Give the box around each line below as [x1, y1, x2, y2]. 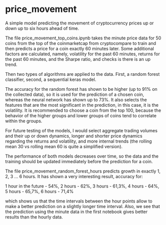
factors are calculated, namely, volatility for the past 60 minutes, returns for [5, 51, 161, 57]
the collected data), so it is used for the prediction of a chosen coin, [5, 91, 145, 97]
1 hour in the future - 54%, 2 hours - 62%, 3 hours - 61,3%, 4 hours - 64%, [5, 183, 160, 189]
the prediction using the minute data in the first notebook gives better [5, 209, 148, 215]
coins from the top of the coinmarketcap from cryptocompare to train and [5, 40, 156, 46]
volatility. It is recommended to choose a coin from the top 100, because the [5, 107, 161, 113]
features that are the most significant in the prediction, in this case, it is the [5, 102, 159, 108]
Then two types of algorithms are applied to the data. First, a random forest [5, 71, 160, 77]
